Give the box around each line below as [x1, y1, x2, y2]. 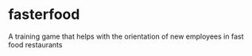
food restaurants [8, 39, 63, 49]
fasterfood [8, 6, 80, 24]
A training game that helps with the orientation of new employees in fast [8, 32, 244, 41]
